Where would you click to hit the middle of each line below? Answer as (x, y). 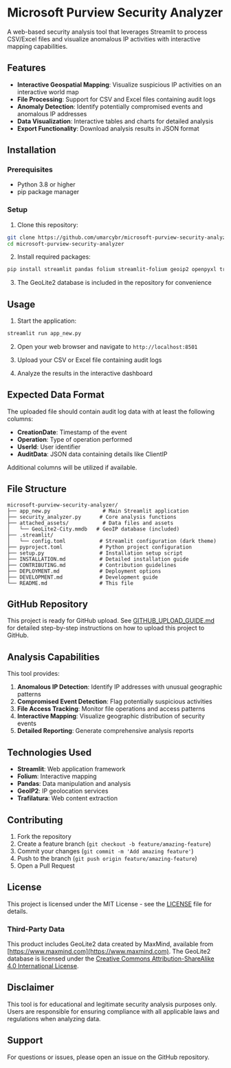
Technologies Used (49, 752)
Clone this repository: (47, 224)
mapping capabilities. (37, 46)
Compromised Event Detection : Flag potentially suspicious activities (114, 702)
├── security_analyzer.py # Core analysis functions (92, 517)
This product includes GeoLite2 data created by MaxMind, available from (110, 944)
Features (26, 68)
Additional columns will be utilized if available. (72, 467)
